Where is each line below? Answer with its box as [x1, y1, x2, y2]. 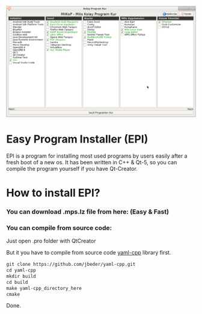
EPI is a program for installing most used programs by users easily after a [6, 152, 188, 159]
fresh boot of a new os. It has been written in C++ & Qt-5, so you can [6, 158, 177, 165]
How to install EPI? [6, 186, 100, 200]
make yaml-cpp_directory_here [6, 286, 82, 292]
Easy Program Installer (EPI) [6, 132, 148, 146]
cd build [6, 280, 28, 286]
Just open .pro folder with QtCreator [6, 238, 96, 245]
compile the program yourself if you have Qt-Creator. [6, 165, 138, 172]
